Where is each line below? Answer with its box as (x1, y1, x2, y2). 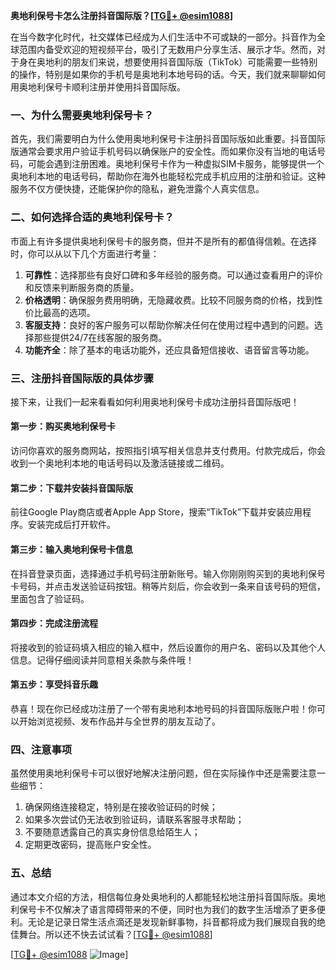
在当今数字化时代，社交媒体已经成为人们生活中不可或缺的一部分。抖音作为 (10, 31, 317, 43)
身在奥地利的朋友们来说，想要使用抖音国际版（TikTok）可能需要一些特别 (18, 56, 318, 68)
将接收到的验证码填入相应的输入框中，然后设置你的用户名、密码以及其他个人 (10, 641, 326, 653)
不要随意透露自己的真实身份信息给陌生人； (24, 826, 201, 838)
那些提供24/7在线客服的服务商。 (33, 331, 168, 343)
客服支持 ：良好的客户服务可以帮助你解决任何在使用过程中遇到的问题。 (24, 319, 315, 331)
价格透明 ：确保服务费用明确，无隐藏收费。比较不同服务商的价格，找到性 (24, 294, 323, 306)
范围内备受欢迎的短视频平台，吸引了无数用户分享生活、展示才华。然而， (18, 44, 317, 55)
